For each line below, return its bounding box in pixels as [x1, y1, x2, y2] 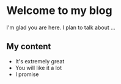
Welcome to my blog [6, 4, 112, 18]
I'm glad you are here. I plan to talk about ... [6, 24, 116, 31]
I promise [15, 71, 39, 78]
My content [6, 41, 51, 52]
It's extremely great [15, 57, 65, 65]
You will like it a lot [15, 64, 62, 71]
